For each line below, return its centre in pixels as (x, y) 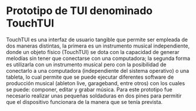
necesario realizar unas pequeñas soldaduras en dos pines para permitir (94, 96)
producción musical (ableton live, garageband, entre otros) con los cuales (96, 83)
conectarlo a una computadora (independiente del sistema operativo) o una (98, 70)
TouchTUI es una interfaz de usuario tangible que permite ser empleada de (97, 39)
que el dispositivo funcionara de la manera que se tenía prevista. (84, 102)
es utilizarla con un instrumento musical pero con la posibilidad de (86, 64)
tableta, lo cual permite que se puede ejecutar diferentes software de (90, 77)
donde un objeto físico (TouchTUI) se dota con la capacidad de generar (93, 52)
